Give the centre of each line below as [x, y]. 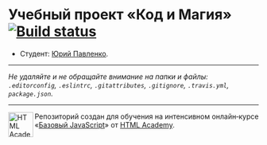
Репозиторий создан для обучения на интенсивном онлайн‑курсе [147, 116]
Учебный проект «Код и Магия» [120, 15]
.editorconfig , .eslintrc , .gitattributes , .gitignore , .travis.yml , [118, 84]
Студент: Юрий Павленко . [64, 53]
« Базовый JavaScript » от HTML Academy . [104, 124]
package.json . [31, 93]
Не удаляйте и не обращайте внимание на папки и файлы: [108, 76]
